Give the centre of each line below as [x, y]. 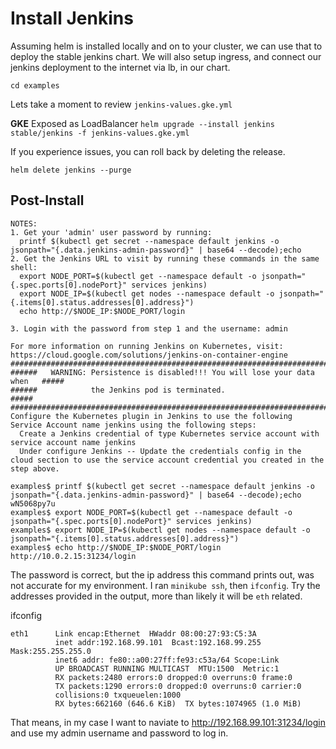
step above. [35, 468]
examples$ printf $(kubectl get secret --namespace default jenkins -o [162, 486]
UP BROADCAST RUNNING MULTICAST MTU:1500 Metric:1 [167, 668]
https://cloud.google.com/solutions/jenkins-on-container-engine [149, 355]
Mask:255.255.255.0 [51, 651]
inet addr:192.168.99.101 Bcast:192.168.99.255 [158, 642]
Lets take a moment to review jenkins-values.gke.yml [121, 104]
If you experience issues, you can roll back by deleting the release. [148, 151]
